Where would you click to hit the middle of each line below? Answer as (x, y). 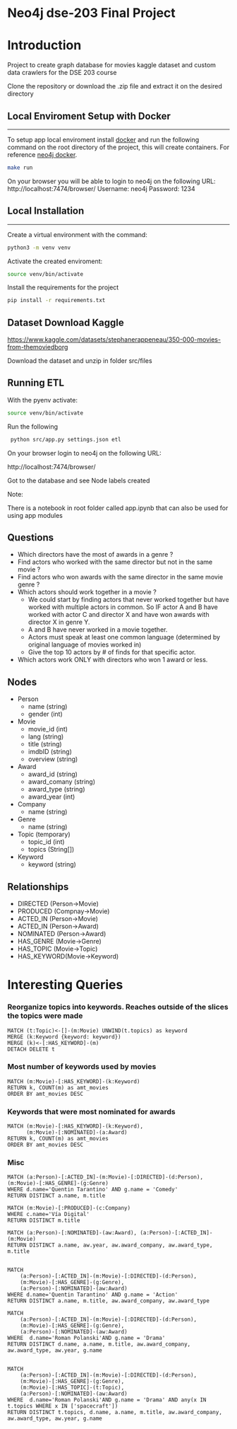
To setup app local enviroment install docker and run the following (103, 139)
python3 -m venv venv (39, 248)
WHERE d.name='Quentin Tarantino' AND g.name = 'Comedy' (93, 1190)
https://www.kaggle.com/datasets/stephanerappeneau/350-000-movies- (114, 340)
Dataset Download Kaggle (66, 322)
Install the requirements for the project (63, 287)
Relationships (38, 887)
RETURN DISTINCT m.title (44, 1221)
